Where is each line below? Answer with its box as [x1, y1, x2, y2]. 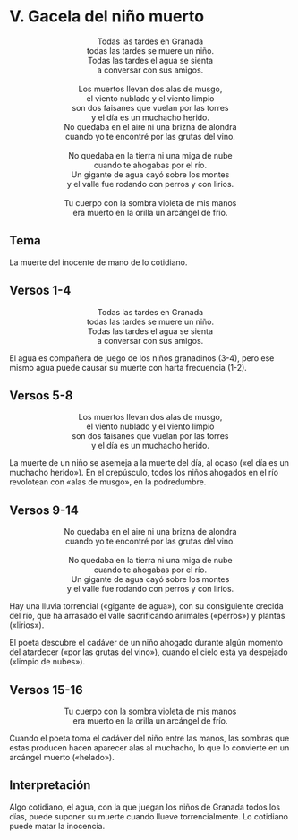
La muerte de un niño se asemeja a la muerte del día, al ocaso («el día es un [9, 458, 289, 468]
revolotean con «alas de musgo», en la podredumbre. [9, 476, 207, 487]
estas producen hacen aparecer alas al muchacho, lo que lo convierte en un [9, 742, 290, 753]
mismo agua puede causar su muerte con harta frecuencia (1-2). [9, 362, 248, 373]
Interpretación [9, 777, 91, 793]
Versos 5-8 [9, 388, 73, 403]
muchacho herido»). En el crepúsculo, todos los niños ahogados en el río [9, 467, 279, 478]
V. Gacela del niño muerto [9, 6, 204, 27]
